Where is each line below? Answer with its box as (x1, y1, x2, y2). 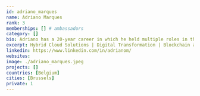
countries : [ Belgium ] (6, 70, 60, 76)
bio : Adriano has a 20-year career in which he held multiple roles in (6, 36, 187, 42)
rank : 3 (6, 20, 26, 26)
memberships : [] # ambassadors (6, 25, 84, 32)
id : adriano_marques (6, 8, 58, 15)
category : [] (6, 31, 39, 37)
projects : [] (6, 64, 39, 70)
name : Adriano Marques (6, 14, 62, 20)
